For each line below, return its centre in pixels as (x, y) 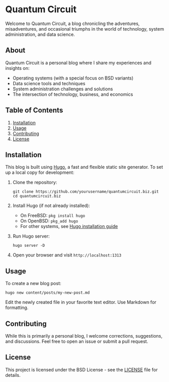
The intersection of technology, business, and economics (73, 94)
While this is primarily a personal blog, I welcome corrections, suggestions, (84, 336)
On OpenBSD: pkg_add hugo (49, 221)
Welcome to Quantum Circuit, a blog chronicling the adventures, (73, 23)
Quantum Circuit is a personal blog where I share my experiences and (78, 63)
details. (13, 375)
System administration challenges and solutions (63, 89)
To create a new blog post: (33, 284)
